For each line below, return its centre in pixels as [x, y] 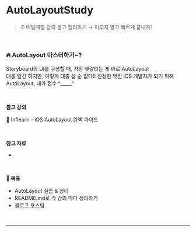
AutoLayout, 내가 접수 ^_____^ [40, 84]
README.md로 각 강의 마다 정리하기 [56, 198]
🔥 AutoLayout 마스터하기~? [44, 55]
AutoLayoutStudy [50, 10]
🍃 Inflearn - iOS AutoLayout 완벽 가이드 [52, 120]
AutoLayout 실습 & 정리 [41, 191]
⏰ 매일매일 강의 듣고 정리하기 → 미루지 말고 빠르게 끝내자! [86, 27]
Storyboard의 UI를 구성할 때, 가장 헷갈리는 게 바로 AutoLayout [78, 69]
